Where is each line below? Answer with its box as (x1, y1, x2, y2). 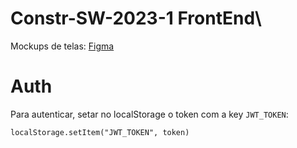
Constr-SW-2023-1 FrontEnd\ (10, 7, 262, 30)
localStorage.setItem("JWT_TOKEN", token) (10, 127, 190, 137)
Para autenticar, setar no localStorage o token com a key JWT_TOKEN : (10, 108, 289, 120)
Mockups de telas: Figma (10, 40, 115, 52)
